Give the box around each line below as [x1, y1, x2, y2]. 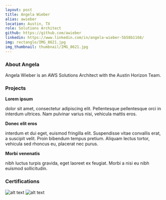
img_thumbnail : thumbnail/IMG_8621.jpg [5, 44, 88, 49]
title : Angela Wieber [5, 12, 50, 17]
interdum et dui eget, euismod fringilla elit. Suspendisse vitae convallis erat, [5, 130, 161, 136]
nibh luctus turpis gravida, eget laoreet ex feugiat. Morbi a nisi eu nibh [5, 160, 149, 166]
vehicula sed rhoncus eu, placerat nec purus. [5, 141, 98, 147]
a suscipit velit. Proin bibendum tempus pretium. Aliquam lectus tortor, [5, 136, 150, 142]
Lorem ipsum [5, 96, 33, 102]
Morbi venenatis [5, 151, 40, 157]
